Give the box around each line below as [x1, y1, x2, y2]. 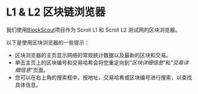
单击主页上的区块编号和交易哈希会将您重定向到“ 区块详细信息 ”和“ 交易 [14, 59, 184, 66]
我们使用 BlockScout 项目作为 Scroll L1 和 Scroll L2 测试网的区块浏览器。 [6, 26, 181, 33]
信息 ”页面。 [20, 66, 49, 73]
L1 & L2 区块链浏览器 [6, 5, 106, 19]
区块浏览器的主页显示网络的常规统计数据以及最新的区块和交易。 [14, 51, 171, 58]
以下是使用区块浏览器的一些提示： [6, 39, 90, 46]
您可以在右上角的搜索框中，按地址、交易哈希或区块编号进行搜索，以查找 [14, 74, 192, 81]
